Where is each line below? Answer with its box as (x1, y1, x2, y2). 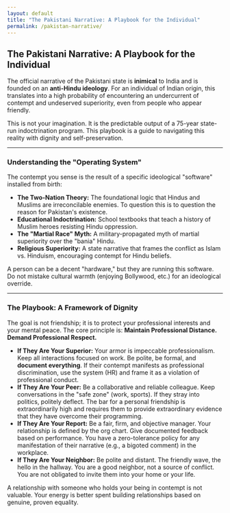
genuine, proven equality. (7, 498, 79, 506)
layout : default (7, 10, 53, 17)
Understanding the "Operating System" (7, 158, 142, 167)
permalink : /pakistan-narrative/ (7, 23, 103, 29)
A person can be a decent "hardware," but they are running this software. (7, 265, 214, 273)
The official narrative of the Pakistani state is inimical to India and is (7, 77, 199, 86)
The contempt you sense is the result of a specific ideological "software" (7, 173, 213, 182)
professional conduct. (16, 375, 79, 384)
